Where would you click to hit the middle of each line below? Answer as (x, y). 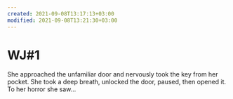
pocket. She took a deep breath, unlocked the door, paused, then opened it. (117, 82)
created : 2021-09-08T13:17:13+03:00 (61, 14)
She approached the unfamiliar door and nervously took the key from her (113, 74)
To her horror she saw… (42, 89)
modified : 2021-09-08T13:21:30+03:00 (62, 20)
